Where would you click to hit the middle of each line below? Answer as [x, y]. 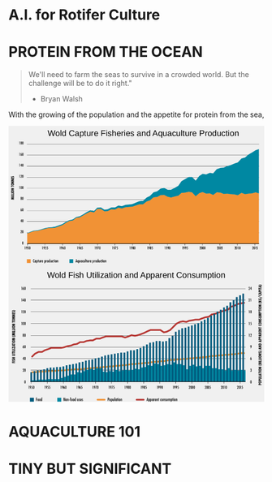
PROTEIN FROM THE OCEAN [106, 52]
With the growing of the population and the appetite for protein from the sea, [136, 114]
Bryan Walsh [62, 99]
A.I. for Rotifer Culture [84, 15]
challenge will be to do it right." [80, 84]
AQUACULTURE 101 [74, 432]
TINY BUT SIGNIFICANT [90, 469]
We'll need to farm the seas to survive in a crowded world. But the [138, 75]
